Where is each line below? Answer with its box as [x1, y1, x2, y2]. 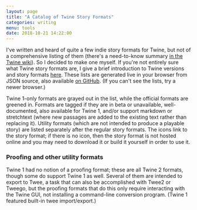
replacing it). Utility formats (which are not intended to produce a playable [6, 120, 185, 127]
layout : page [6, 8, 38, 15]
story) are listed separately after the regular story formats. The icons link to [6, 126, 188, 133]
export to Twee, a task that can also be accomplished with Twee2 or [6, 179, 171, 186]
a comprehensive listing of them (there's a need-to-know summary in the [6, 53, 183, 60]
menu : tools [6, 25, 35, 31]
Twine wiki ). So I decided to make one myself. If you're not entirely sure [6, 59, 179, 66]
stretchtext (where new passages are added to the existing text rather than [6, 113, 187, 121]
